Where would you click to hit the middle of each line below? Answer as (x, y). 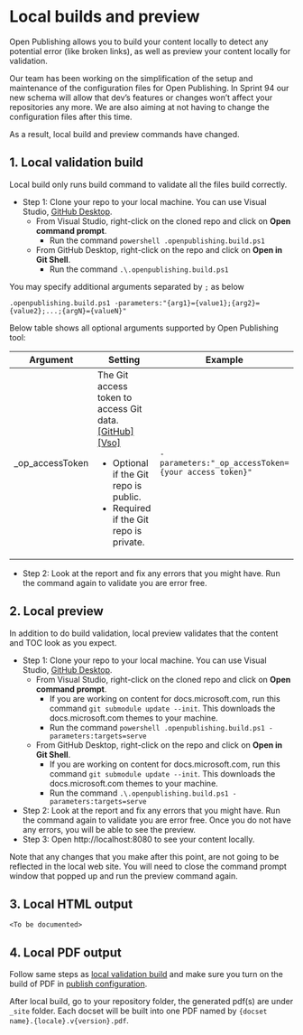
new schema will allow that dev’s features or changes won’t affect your (141, 98)
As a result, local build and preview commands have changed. (125, 134)
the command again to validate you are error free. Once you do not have (156, 820)
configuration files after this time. (71, 117)
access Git (120, 408)
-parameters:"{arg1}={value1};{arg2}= (187, 303)
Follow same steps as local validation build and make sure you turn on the (147, 974)
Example (225, 359)
